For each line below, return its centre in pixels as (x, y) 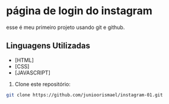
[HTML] (24, 60)
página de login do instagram (79, 11)
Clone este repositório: (43, 84)
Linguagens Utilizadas (48, 46)
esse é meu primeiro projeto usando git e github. (66, 27)
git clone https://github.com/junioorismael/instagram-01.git (84, 95)
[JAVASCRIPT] (32, 73)
